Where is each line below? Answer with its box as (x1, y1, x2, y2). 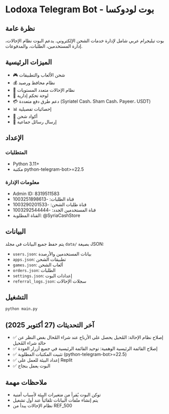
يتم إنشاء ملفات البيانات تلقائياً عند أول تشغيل (12, 397, 98, 403)
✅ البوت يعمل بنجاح (12, 363, 51, 369)
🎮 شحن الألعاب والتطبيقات (12, 72, 66, 78)
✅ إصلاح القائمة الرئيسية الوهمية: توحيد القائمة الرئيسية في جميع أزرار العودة (12, 345, 158, 352)
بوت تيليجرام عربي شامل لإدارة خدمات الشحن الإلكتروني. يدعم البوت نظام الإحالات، (5, 37, 164, 44)
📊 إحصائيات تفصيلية (12, 106, 52, 112)
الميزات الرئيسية (5, 58, 52, 67)
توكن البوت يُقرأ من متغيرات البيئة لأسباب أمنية (12, 391, 101, 398)
